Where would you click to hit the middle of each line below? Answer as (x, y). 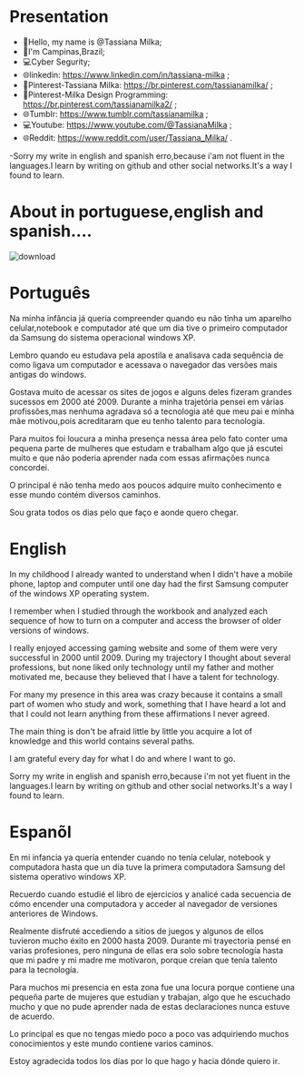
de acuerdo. (32, 1016)
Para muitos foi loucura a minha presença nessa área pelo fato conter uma (149, 439)
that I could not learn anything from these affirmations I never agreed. (140, 714)
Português (50, 293)
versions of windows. (49, 630)
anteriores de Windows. (54, 913)
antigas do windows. (48, 374)
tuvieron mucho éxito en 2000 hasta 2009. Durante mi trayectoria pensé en (151, 941)
